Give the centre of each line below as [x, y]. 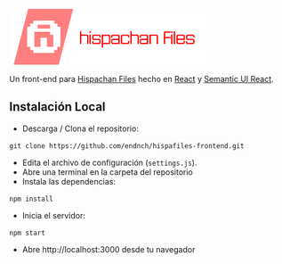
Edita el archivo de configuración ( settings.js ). [109, 162]
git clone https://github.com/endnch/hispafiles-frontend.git [127, 146]
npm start [28, 233]
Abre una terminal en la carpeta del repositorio [107, 172]
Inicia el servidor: [54, 215]
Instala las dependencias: [68, 181]
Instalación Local [57, 107]
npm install [31, 199]
